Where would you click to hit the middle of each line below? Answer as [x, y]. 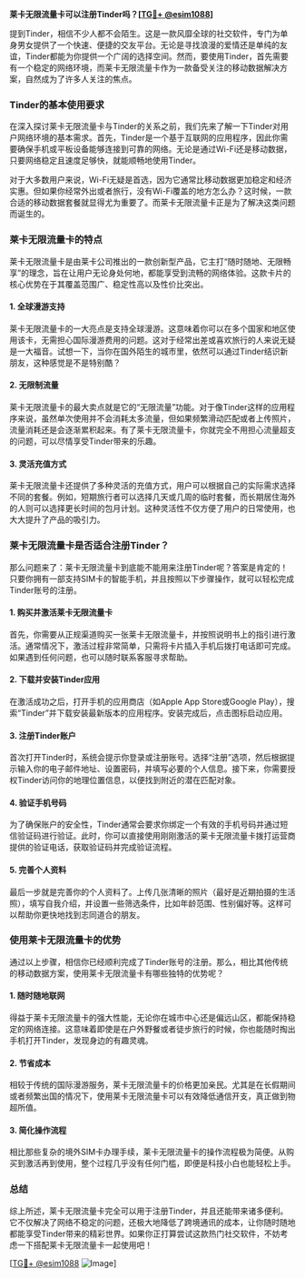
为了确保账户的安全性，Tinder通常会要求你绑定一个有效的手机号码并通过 [145, 825]
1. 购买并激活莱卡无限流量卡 [61, 612]
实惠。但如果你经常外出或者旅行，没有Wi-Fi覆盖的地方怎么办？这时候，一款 [151, 191]
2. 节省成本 [30, 1062]
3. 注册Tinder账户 [43, 735]
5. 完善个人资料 [38, 870]
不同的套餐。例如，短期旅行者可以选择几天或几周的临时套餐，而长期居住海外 [152, 497]
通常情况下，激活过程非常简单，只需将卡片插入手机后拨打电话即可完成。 [160, 646]
